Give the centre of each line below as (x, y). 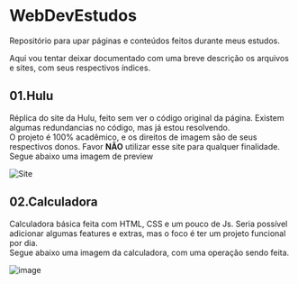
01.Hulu (32, 96)
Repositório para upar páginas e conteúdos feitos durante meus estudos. (145, 41)
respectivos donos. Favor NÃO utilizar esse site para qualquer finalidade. (145, 146)
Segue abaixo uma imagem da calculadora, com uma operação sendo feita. (149, 252)
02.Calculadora (54, 202)
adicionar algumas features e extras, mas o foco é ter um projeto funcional (148, 233)
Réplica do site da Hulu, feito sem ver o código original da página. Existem (147, 117)
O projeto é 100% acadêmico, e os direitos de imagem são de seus (133, 137)
